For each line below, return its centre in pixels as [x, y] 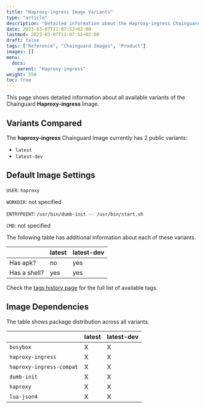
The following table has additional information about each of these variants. [101, 237]
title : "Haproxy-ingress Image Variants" [60, 12]
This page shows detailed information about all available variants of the [96, 98]
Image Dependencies [48, 307]
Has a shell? [27, 272]
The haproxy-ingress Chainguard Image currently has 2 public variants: [97, 137]
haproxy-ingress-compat [44, 367]
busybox [20, 347]
